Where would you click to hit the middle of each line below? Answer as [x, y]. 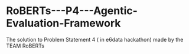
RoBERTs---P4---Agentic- [72, 11]
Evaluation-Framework [63, 23]
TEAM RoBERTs [25, 46]
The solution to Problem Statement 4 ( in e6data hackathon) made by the [95, 39]
